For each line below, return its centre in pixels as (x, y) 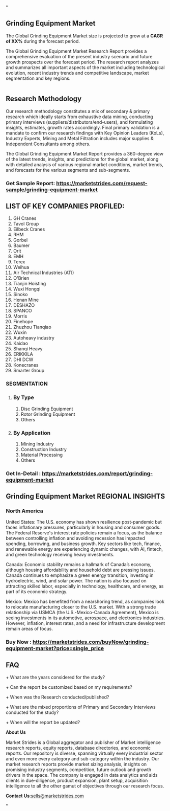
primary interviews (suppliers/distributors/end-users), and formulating (79, 122)
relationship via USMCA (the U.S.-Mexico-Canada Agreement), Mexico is (82, 613)
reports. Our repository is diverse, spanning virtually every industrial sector (84, 753)
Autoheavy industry (34, 338)
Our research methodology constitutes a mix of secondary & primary (78, 111)
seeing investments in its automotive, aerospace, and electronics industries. (85, 618)
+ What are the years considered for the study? (55, 678)
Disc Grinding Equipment (47, 409)
